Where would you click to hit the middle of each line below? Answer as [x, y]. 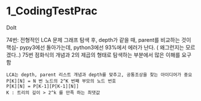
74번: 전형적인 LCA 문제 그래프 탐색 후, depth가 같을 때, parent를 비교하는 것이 [99, 39]
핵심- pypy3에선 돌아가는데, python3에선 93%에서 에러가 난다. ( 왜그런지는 [95, 47]
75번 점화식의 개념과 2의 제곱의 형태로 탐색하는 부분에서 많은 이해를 [101, 54]
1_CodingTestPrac [52, 11]
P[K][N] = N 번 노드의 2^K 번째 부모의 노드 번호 [61, 81]
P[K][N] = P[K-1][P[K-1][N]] [43, 86]
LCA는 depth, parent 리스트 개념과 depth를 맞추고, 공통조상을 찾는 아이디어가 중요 [99, 75]
